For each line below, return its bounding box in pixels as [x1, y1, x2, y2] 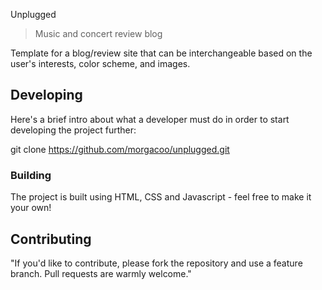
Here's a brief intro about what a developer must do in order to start [10, 113, 290, 125]
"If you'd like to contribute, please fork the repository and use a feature [10, 257, 303, 269]
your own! [10, 202, 52, 214]
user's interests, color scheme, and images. [10, 58, 191, 69]
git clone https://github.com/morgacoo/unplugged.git [10, 143, 230, 155]
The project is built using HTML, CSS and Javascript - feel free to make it [10, 191, 312, 203]
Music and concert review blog [34, 28, 163, 39]
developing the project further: [10, 124, 137, 136]
